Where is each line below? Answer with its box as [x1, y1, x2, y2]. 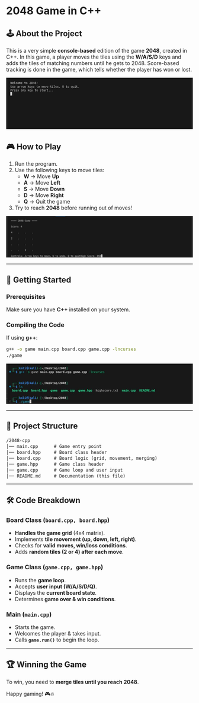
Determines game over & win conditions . [14, 595, 116, 602]
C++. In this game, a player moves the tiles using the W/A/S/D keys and [6, 53, 182, 60]
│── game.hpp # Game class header [6, 461, 105, 467]
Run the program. [14, 160, 58, 167]
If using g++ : [6, 334, 38, 341]
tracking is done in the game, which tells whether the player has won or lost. [6, 66, 192, 73]
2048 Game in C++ [6, 4, 102, 18]
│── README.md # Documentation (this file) [6, 473, 126, 479]
